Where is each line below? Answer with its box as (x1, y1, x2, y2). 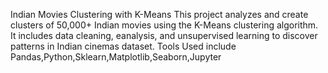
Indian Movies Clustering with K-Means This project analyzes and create (10, 9, 309, 20)
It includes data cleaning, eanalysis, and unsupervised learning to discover (10, 30, 318, 41)
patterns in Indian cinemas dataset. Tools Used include (10, 40, 237, 52)
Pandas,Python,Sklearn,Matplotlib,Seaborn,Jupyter (10, 51, 222, 63)
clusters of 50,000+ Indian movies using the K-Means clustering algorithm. (10, 19, 319, 31)
